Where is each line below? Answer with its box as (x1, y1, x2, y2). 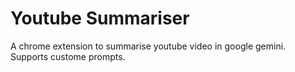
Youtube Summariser (10, 7, 190, 30)
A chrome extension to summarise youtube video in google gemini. (10, 40, 287, 52)
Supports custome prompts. (10, 50, 126, 62)
